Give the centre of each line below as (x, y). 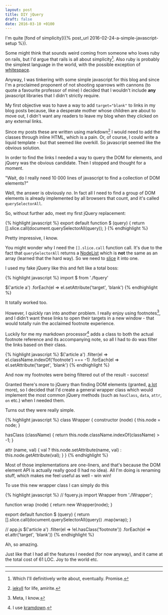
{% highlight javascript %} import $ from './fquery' (57, 277)
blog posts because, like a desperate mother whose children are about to (80, 110)
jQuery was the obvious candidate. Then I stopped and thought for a (75, 163)
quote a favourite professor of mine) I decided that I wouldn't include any (80, 90)
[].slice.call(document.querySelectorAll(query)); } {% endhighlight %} (77, 228)
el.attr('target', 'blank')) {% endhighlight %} (50, 534)
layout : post (19, 10)
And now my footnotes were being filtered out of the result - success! (77, 375)
